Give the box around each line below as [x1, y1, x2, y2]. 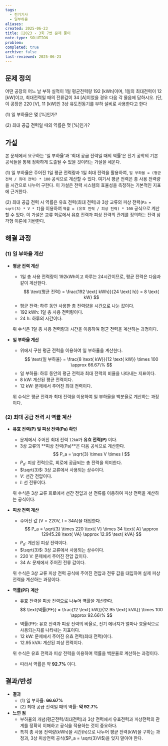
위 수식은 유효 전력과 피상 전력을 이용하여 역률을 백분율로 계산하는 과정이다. [12, 650, 159, 656]
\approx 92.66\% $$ [70, 612, 112, 618]
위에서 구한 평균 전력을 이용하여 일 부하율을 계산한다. [19, 347, 123, 353]
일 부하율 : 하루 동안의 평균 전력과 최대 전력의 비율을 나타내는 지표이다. [19, 370, 156, 376]
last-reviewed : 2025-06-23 [5, 54, 61, 59]
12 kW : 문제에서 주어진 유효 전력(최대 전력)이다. [19, 633, 113, 639]
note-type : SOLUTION [5, 36, 48, 41]
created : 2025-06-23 [5, 26, 48, 31]
